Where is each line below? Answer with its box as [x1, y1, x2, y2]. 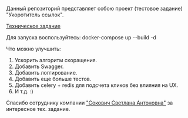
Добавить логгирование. [14, 69, 78, 76]
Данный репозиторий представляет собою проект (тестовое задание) [6, 5, 183, 12]
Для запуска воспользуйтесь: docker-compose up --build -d [6, 34, 157, 41]
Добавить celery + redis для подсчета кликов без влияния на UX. [14, 82, 179, 89]
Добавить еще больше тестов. [14, 76, 92, 82]
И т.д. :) [14, 88, 33, 95]
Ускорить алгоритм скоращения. [14, 57, 98, 63]
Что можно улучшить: [6, 45, 61, 52]
